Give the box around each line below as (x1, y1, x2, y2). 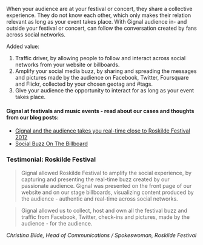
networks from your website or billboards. (15, 61, 120, 68)
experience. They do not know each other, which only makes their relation (6, 12, 191, 19)
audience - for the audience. (21, 219, 93, 227)
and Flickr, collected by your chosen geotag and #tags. (15, 80, 153, 88)
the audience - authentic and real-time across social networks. (21, 195, 178, 202)
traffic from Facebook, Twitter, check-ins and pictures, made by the (21, 213, 190, 221)
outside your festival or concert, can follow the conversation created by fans (6, 24, 197, 32)
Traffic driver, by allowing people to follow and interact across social (15, 55, 186, 61)
